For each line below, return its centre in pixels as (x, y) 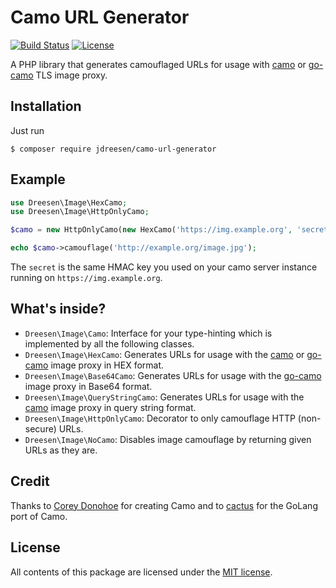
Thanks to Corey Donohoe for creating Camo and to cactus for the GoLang (164, 505)
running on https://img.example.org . (86, 278)
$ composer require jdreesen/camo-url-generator (113, 149)
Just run (27, 130)
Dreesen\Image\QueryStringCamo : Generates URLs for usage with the (164, 397)
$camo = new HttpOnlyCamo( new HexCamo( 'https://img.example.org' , (151, 230)
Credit (30, 481)
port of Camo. (39, 516)
